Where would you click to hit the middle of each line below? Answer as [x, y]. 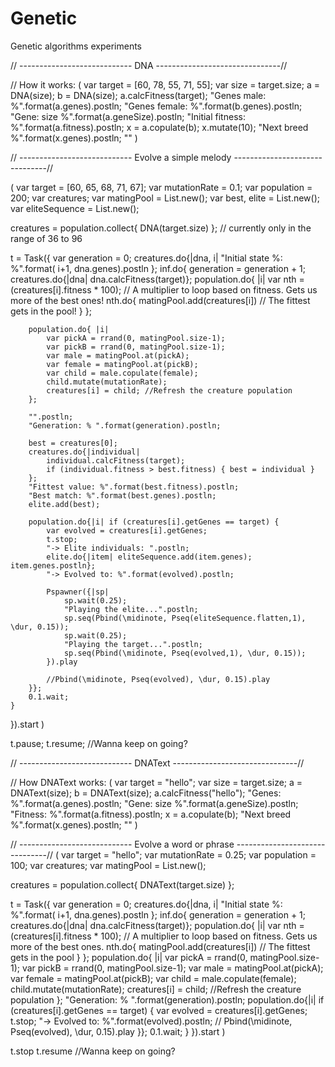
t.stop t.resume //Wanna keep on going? [93, 1051]
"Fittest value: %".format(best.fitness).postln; [134, 487]
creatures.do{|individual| [84, 452]
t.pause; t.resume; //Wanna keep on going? [99, 743]
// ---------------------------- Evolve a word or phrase [122, 844]
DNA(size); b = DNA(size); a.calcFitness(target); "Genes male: [138, 95]
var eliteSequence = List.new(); [75, 208]
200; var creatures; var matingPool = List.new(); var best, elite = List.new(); [165, 198]
